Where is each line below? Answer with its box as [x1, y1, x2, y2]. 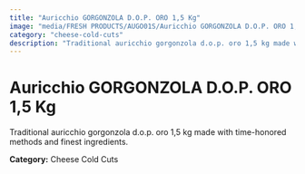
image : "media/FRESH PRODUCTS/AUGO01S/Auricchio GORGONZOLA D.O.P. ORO [9, 22, 286, 31]
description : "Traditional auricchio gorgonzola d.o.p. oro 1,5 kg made [9, 38, 290, 48]
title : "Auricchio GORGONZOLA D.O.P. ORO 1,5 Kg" [9, 13, 202, 23]
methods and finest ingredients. [9, 137, 129, 148]
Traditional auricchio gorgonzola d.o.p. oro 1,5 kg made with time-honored [9, 127, 287, 138]
